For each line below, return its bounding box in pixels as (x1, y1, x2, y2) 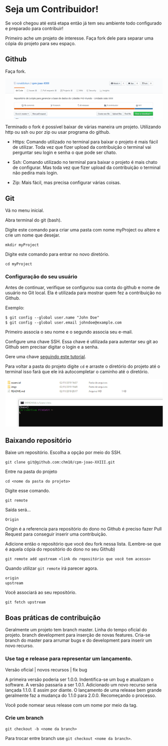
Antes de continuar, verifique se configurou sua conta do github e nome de (5, 285, 160, 291)
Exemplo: (5, 305, 24, 311)
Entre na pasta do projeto (5, 468, 57, 474)
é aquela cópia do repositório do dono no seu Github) (5, 546, 115, 552)
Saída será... (5, 507, 31, 513)
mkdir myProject (5, 242, 39, 247)
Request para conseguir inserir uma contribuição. (5, 531, 107, 537)
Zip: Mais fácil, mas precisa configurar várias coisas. (12, 179, 121, 186)
